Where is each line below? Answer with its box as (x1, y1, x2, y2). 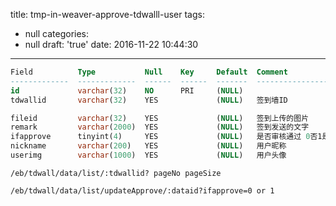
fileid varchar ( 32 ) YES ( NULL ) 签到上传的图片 (10, 113, 310, 123)
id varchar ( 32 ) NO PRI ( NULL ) (10, 85, 244, 96)
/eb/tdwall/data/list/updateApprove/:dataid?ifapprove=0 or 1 (10, 185, 275, 196)
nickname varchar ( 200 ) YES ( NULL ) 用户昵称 (10, 141, 287, 151)
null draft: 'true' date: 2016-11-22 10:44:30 (24, 39, 199, 50)
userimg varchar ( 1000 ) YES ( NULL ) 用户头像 (10, 150, 287, 160)
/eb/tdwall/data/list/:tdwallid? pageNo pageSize (10, 168, 222, 178)
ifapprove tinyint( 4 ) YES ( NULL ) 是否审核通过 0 (10, 132, 311, 142)
